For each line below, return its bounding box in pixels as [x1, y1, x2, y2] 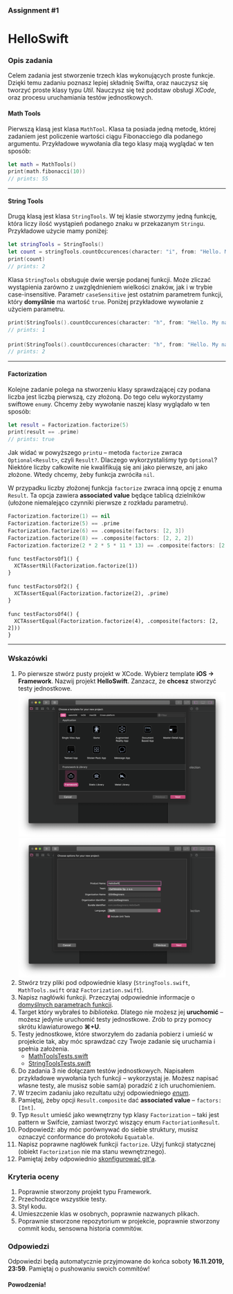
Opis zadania [8, 56, 53, 66]
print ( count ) [8, 256, 46, 263]
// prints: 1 [8, 326, 46, 333]
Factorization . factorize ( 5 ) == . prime [8, 521, 120, 527]
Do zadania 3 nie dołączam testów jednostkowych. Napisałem [17, 1067, 194, 1075]
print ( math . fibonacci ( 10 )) [8, 168, 86, 175]
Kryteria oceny [8, 1172, 59, 1181]
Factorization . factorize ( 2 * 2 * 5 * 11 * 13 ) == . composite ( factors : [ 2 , [8, 542, 228, 549]
